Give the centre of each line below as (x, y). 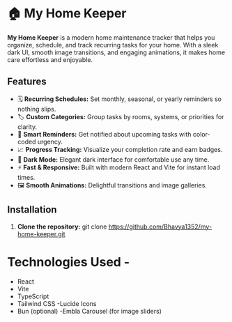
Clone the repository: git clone (62, 227)
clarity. (27, 127)
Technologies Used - (69, 262)
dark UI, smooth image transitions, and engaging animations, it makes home (116, 52)
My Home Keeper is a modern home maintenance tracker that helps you (111, 37)
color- (201, 134)
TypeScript (33, 296)
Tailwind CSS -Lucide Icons (57, 303)
